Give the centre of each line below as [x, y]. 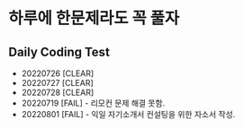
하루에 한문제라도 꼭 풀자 [94, 18]
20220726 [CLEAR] [58, 73]
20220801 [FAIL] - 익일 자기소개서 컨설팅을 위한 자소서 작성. [128, 114]
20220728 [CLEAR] [58, 92]
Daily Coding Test [59, 51]
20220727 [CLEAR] [57, 83]
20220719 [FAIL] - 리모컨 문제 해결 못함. [93, 103]
